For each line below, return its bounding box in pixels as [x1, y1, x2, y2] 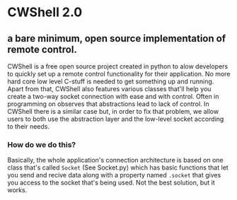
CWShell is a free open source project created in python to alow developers [7, 62, 229, 71]
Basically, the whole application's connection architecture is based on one [7, 156, 224, 165]
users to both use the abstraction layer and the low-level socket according [7, 114, 224, 123]
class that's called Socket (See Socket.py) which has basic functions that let [7, 163, 229, 172]
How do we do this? [7, 139, 76, 149]
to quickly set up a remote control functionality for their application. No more [7, 70, 231, 78]
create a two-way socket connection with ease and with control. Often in [7, 93, 219, 100]
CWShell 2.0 [7, 4, 83, 20]
